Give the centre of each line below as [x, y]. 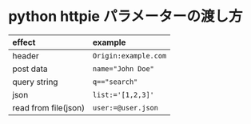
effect [24, 42]
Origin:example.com [129, 56]
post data [30, 69]
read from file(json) [49, 107]
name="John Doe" [123, 68]
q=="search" [115, 82]
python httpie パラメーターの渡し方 [125, 16]
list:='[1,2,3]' [123, 94]
